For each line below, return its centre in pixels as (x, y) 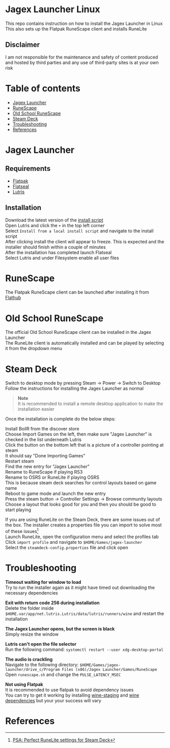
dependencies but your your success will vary (53, 700)
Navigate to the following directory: (42, 665)
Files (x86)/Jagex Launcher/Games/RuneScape (109, 669)
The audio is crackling (29, 659)
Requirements (28, 169)
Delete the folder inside (30, 608)
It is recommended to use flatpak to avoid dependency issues (70, 690)
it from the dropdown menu (34, 349)
